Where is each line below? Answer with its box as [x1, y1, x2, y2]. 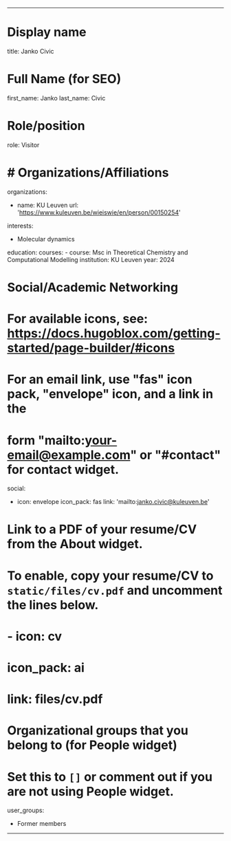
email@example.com [7, 447, 131, 463]
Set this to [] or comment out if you [7, 769, 213, 785]
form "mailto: [7, 433, 85, 448]
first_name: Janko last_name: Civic [7, 94, 106, 102]
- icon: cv [7, 629, 63, 644]
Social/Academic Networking [7, 279, 179, 295]
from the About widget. [7, 536, 143, 552]
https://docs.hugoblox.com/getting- [7, 326, 221, 341]
